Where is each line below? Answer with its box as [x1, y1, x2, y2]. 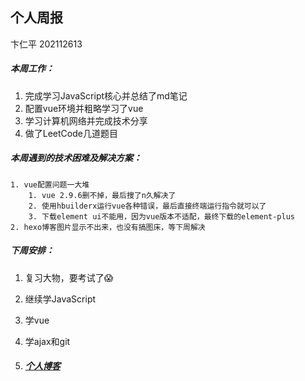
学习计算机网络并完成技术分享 [24, 114, 148, 127]
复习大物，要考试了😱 [24, 271, 114, 283]
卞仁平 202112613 [10, 38, 83, 50]
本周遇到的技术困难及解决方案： [10, 152, 142, 164]
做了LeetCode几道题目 [24, 127, 118, 139]
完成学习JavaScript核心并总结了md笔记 [24, 89, 188, 102]
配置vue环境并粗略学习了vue [24, 102, 144, 114]
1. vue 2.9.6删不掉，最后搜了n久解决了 [28, 190, 177, 200]
